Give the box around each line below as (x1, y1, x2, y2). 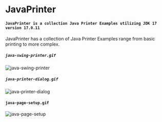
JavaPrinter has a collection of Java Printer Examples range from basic (5, 36, 155, 42)
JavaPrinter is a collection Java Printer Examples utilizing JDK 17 (5, 21, 157, 26)
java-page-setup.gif (5, 100, 50, 106)
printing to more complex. (5, 41, 60, 47)
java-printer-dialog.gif (5, 76, 58, 82)
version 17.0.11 (5, 25, 40, 30)
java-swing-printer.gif (5, 53, 56, 58)
